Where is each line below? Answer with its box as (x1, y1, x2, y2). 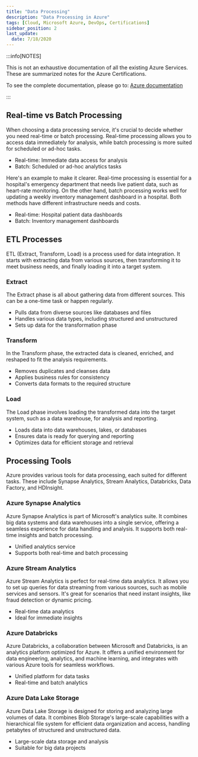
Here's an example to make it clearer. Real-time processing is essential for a (6, 174, 191, 181)
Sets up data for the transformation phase (14, 321, 117, 328)
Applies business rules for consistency (14, 374, 110, 381)
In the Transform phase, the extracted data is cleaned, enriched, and (6, 350, 174, 357)
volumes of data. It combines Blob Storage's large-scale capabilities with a (6, 714, 189, 721)
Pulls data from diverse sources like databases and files (14, 309, 151, 316)
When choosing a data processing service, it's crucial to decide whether (6, 126, 183, 133)
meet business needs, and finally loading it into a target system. (6, 263, 162, 270)
